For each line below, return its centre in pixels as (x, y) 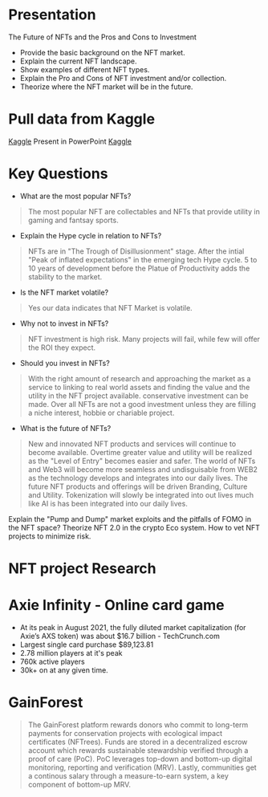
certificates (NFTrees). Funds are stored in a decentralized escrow (138, 742)
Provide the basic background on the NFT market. (103, 52)
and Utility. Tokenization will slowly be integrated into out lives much (141, 494)
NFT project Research (82, 568)
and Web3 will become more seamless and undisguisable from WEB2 (143, 469)
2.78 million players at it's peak (71, 653)
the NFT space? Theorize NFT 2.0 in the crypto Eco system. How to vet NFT (134, 527)
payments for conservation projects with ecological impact (125, 733)
